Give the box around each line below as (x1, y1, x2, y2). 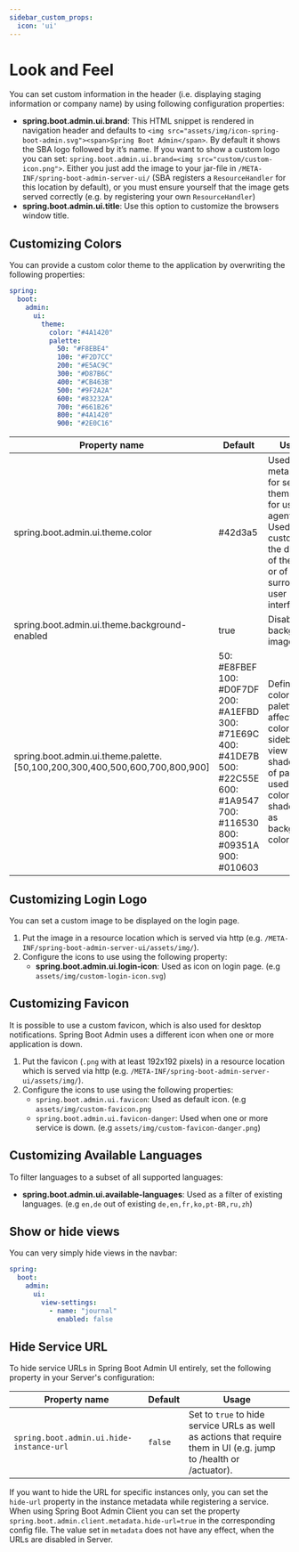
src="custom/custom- (197, 155, 273, 165)
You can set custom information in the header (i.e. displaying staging (9, 89, 262, 100)
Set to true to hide (188, 1409, 265, 1421)
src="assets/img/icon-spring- (167, 126, 280, 136)
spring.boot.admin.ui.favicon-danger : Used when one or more (35, 1112, 269, 1123)
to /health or (188, 1453, 240, 1466)
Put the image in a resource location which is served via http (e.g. (21, 932, 263, 943)
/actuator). (188, 1464, 233, 1476)
